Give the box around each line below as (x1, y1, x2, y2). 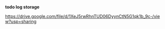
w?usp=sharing (5, 19, 37, 24)
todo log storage (5, 4, 40, 10)
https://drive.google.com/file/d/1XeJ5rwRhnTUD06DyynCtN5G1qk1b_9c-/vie (5, 14, 160, 19)
